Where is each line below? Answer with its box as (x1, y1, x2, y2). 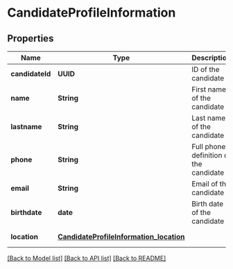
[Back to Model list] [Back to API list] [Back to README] (7, 254, 166, 262)
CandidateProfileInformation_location (58, 232, 185, 241)
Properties (7, 33, 54, 44)
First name (191, 85, 227, 94)
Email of (191, 179, 218, 189)
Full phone (191, 142, 226, 151)
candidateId (10, 69, 51, 78)
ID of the (191, 64, 220, 74)
